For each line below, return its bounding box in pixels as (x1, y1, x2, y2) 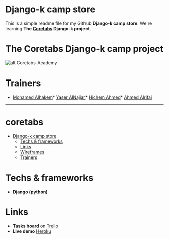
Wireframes (20, 149, 45, 155)
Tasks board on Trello (12, 223, 59, 229)
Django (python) (12, 189, 48, 195)
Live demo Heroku (12, 228, 51, 234)
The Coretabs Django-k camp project (5, 43, 164, 55)
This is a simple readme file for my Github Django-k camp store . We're (5, 20, 152, 26)
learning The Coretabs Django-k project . (5, 25, 91, 31)
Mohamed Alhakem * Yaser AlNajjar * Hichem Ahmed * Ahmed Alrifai (12, 94, 152, 100)
